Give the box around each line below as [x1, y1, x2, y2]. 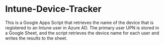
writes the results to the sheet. [5, 35, 68, 41]
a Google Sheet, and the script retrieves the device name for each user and [5, 30, 160, 36]
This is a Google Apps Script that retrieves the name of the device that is [5, 20, 154, 25]
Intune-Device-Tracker [5, 3, 102, 15]
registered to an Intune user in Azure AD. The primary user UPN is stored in [5, 24, 159, 30]
